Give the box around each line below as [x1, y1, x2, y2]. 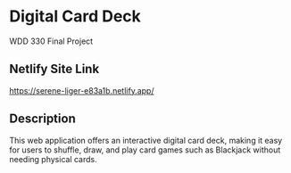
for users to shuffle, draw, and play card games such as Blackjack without [9, 144, 281, 155]
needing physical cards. [9, 153, 98, 164]
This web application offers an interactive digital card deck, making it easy [9, 135, 283, 145]
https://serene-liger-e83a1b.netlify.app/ [9, 85, 154, 95]
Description [9, 111, 76, 127]
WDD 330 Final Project [9, 36, 94, 46]
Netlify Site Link [9, 62, 100, 77]
